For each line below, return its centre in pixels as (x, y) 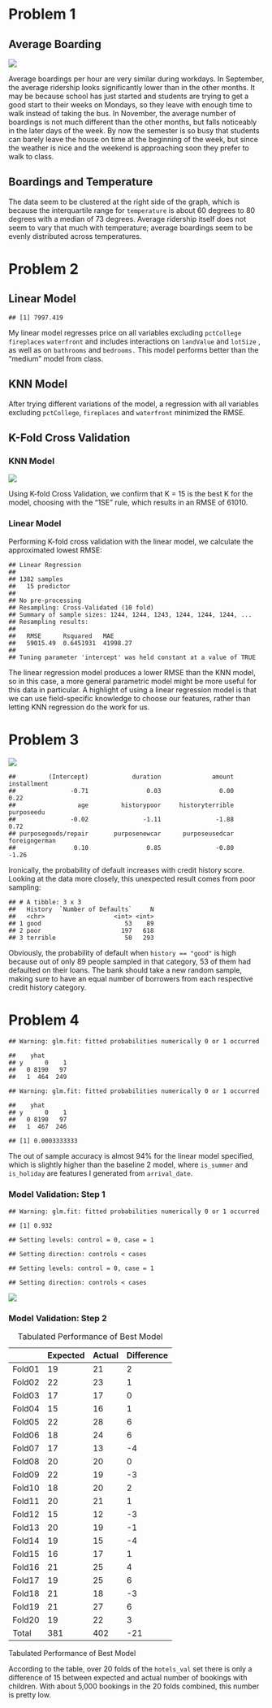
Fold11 (26, 1502)
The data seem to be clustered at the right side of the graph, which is (124, 202)
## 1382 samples (36, 579)
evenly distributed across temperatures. (75, 236)
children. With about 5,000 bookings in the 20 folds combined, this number (134, 1686)
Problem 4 (44, 1020)
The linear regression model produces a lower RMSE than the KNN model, (132, 672)
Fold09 (26, 1475)
